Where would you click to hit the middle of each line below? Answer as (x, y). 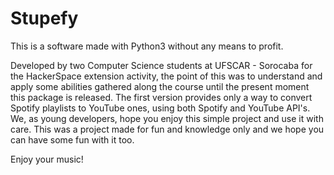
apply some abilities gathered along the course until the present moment (160, 86)
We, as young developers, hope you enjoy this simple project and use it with (167, 118)
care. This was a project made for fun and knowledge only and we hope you (167, 129)
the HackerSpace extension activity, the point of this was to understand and (166, 76)
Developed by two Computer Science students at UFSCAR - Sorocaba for (161, 65)
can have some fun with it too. (72, 139)
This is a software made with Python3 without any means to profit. (147, 46)
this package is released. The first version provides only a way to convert (161, 97)
